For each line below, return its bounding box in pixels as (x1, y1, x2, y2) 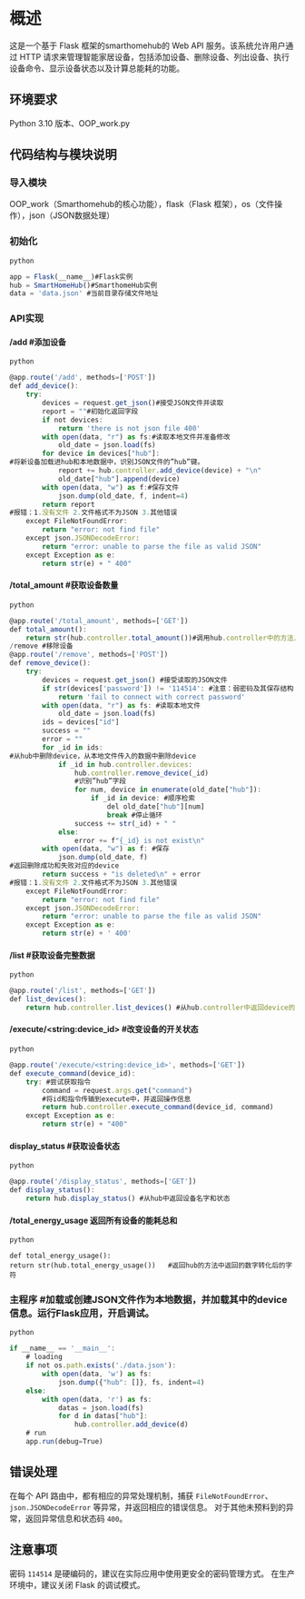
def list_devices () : (9, 995, 88, 1004)
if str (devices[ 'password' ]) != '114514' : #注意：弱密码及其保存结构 (42, 683, 294, 693)
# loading (25, 1353, 64, 1362)
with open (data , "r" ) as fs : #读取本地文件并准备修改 (42, 432, 231, 442)
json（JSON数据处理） (28, 210, 115, 221)
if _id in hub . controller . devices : (57, 760, 193, 769)
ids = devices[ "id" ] (42, 718, 120, 727)
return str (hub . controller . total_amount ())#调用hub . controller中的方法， (25, 633, 301, 642)
